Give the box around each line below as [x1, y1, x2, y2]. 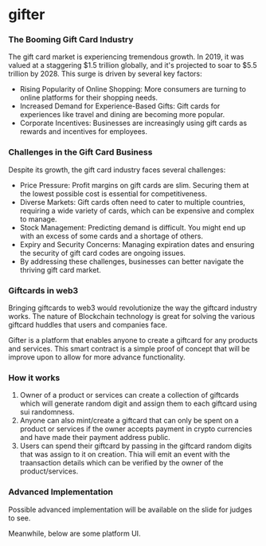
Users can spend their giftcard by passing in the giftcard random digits [19, 441, 252, 451]
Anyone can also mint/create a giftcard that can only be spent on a [19, 416, 239, 426]
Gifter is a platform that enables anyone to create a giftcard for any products [8, 336, 258, 345]
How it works [8, 372, 61, 383]
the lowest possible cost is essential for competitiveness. [19, 189, 208, 198]
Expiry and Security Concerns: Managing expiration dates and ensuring [19, 239, 255, 249]
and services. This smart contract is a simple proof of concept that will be [8, 344, 251, 354]
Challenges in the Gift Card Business [8, 147, 153, 158]
